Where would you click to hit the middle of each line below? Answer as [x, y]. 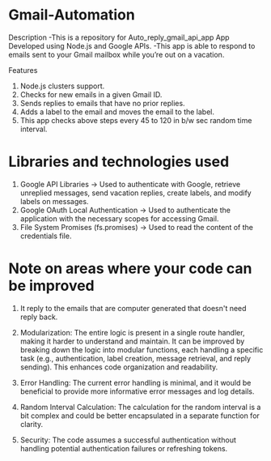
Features [23, 70]
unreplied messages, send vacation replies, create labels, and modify [136, 193]
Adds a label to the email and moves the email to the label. [117, 112]
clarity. [31, 424]
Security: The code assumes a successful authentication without [128, 440]
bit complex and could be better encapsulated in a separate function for [140, 416]
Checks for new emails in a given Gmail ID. [91, 94]
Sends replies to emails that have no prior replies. [102, 103]
